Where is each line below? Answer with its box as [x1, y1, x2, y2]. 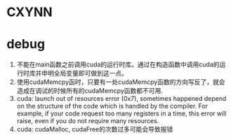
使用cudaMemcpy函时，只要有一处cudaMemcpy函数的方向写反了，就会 [16, 78, 225, 86]
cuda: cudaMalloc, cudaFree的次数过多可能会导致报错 [16, 125, 173, 134]
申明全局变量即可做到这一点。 [41, 69, 128, 78]
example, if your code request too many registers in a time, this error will [16, 109, 227, 118]
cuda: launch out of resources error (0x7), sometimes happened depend [16, 94, 227, 103]
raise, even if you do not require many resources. [16, 117, 159, 125]
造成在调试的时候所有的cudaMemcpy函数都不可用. [16, 87, 163, 95]
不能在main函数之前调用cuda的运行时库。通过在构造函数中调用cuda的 [16, 60, 220, 69]
